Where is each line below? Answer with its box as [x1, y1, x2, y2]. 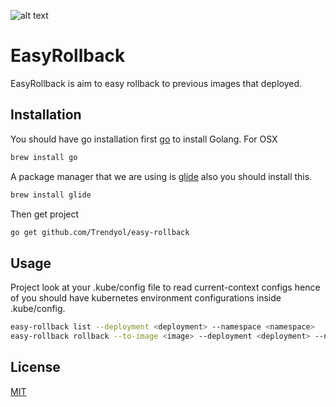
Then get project [10, 208, 80, 220]
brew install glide [10, 190, 92, 200]
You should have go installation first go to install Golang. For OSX [10, 133, 278, 145]
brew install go [10, 152, 78, 162]
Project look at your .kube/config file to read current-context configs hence [10, 281, 321, 294]
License [10, 359, 61, 376]
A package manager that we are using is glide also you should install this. [10, 170, 313, 182]
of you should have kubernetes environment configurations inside [10, 292, 282, 304]
